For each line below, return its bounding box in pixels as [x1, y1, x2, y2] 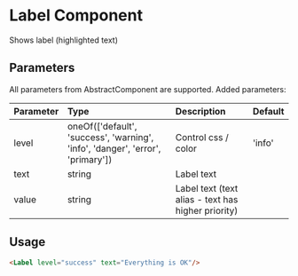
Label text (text [175, 182, 239, 194]
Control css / [175, 130, 229, 143]
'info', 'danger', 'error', [67, 142, 161, 154]
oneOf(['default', [67, 120, 137, 132]
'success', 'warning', [67, 130, 154, 143]
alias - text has [175, 193, 239, 205]
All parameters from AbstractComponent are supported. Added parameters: [9, 83, 286, 94]
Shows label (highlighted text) [9, 35, 118, 45]
